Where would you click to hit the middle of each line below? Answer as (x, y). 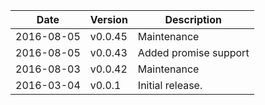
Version (108, 19)
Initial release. (170, 85)
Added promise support (193, 52)
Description (193, 19)
